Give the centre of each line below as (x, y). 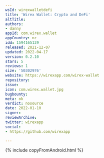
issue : (12, 85)
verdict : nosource (24, 104)
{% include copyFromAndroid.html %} (44, 150)
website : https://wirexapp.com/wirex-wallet (52, 75)
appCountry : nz (21, 38)
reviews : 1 (16, 66)
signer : (13, 113)
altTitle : (15, 19)
